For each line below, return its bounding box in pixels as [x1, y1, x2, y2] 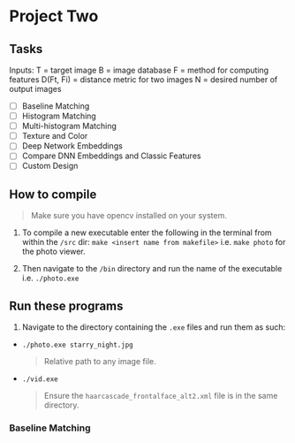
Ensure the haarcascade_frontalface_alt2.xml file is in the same [43, 391, 278, 401]
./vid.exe [21, 375, 59, 384]
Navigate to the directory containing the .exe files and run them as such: [21, 322, 286, 332]
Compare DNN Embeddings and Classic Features [21, 150, 201, 161]
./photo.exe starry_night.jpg [21, 340, 134, 350]
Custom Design [21, 161, 79, 172]
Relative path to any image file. [43, 356, 156, 367]
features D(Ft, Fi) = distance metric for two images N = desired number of [9, 74, 278, 85]
